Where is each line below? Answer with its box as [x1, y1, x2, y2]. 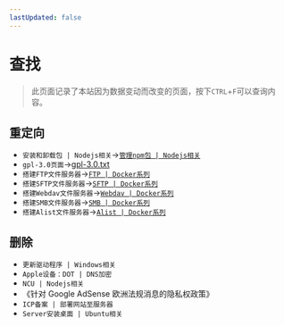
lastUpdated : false [9, 13, 82, 22]
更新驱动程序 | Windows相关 [21, 261, 116, 270]
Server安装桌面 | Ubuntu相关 [21, 310, 123, 319]
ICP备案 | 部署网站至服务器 [21, 300, 113, 309]
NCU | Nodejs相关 [21, 280, 85, 288]
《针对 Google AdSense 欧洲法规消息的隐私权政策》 [21, 288, 214, 299]
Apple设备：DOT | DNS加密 [21, 270, 113, 280]
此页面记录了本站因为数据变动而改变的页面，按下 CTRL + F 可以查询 [30, 86, 268, 96]
